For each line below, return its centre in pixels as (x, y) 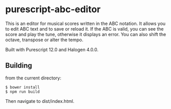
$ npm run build (22, 92)
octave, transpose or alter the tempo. (44, 40)
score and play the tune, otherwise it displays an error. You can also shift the (86, 34)
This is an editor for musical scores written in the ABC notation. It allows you (86, 23)
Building (19, 65)
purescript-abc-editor (53, 9)
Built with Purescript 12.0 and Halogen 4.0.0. (52, 49)
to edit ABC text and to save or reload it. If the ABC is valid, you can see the (84, 29)
